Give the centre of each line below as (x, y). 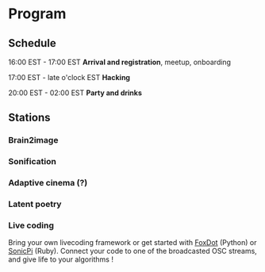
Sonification (33, 162)
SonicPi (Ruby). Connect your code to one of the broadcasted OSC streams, (133, 251)
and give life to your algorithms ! (61, 259)
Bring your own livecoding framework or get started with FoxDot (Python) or (132, 243)
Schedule (33, 43)
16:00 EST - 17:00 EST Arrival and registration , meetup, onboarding (120, 62)
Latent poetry (35, 205)
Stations (29, 118)
